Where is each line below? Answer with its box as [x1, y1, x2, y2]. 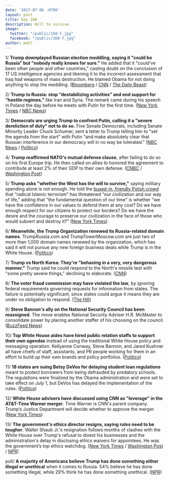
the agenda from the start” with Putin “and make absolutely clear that [5, 133, 150, 140]
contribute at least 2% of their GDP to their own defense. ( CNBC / [5, 165, 142, 171]
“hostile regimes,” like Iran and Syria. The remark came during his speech [5, 97, 161, 103]
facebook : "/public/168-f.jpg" [10, 36, 76, 41]
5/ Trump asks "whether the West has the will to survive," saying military [5, 180, 161, 186]
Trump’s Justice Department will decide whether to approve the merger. [5, 406, 155, 412]
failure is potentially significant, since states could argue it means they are [5, 291, 160, 297]
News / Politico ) [5, 144, 38, 151]
